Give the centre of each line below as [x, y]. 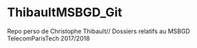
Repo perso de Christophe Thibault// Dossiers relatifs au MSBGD [98, 31]
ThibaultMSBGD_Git [65, 13]
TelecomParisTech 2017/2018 [49, 38]
